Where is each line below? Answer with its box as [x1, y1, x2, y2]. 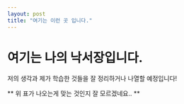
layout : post [7, 10, 46, 18]
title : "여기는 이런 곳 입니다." [7, 17, 93, 24]
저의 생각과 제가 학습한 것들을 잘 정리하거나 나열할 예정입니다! [7, 74, 178, 83]
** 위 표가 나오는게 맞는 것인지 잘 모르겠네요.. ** [7, 89, 140, 98]
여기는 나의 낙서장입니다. [7, 50, 143, 66]
